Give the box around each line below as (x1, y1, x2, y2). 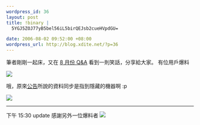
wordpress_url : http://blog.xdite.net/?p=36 (6, 42, 118, 48)
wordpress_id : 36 (6, 8, 49, 15)
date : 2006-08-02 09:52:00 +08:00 (6, 36, 92, 42)
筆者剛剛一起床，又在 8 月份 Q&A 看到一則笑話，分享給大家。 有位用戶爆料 (6, 59, 189, 65)
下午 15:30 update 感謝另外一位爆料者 (6, 112, 99, 119)
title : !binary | (6, 20, 49, 26)
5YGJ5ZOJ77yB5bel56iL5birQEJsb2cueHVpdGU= (11, 25, 118, 32)
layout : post (6, 14, 39, 20)
